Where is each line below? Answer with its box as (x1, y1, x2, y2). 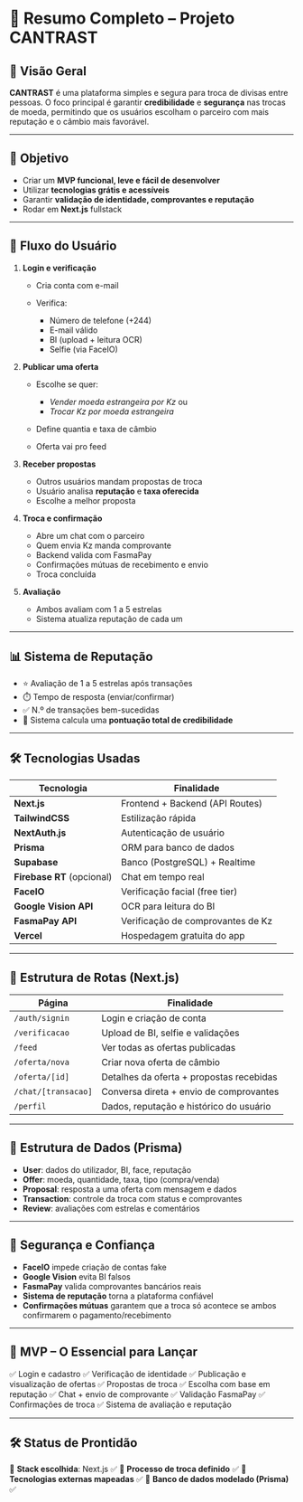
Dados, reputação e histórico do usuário (101, 1101, 271, 1113)
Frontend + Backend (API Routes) (121, 798, 263, 810)
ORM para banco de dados (121, 841, 234, 854)
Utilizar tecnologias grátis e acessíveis (22, 184, 170, 195)
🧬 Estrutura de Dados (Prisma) (9, 1140, 183, 1156)
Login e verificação (22, 262, 96, 273)
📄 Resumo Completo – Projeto (9, 8, 235, 29)
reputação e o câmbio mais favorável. (9, 117, 150, 127)
